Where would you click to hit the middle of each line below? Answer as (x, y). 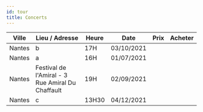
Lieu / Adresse (57, 38)
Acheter (182, 38)
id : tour (17, 12)
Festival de (51, 67)
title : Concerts (27, 17)
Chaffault (49, 90)
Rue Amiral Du (56, 82)
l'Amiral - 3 (51, 75)
